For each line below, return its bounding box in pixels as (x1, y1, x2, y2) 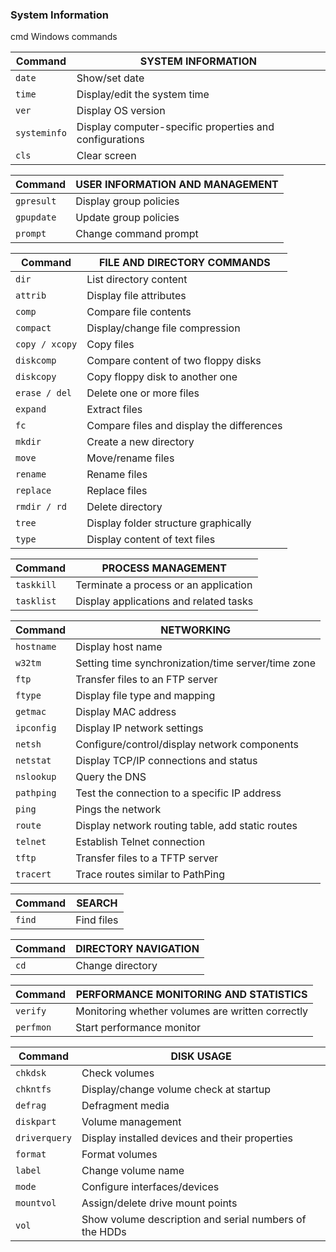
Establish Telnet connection (75, 835, 206, 849)
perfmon (15, 1022, 52, 1033)
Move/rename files (86, 451, 175, 465)
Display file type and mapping (75, 689, 216, 703)
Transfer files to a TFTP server (75, 851, 219, 865)
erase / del (15, 388, 73, 399)
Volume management (81, 1115, 182, 1129)
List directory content (86, 273, 188, 287)
